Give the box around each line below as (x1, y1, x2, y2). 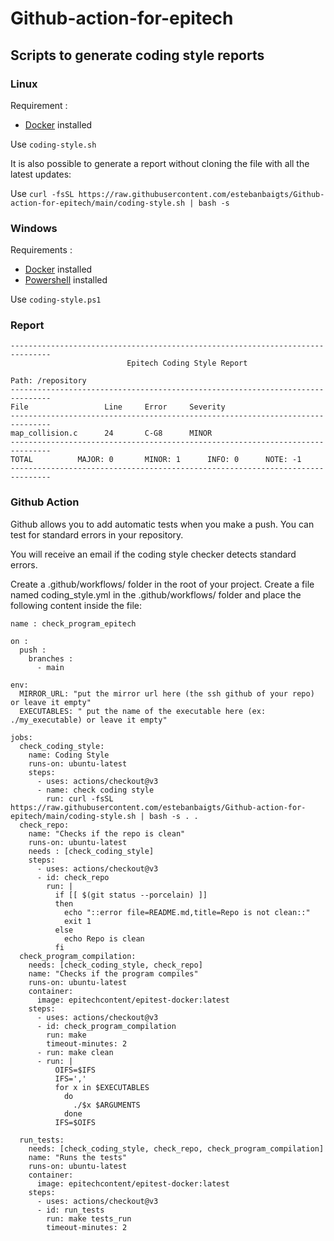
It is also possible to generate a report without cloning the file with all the (10, 157, 310, 169)
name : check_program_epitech (10, 618, 137, 629)
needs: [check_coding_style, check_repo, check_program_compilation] (28, 1143, 325, 1154)
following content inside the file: (10, 599, 143, 611)
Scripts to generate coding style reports (10, 47, 265, 64)
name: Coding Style (28, 750, 110, 760)
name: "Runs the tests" (28, 1152, 128, 1162)
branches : (28, 653, 74, 664)
